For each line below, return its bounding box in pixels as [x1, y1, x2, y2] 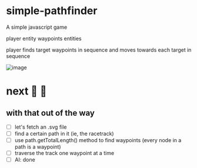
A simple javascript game [6, 23, 68, 31]
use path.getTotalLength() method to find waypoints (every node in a [14, 137, 182, 144]
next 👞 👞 [6, 85, 47, 98]
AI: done [14, 156, 35, 163]
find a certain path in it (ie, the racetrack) [14, 130, 114, 137]
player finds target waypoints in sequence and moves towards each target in [6, 46, 192, 53]
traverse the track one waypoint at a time [14, 150, 115, 157]
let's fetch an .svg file [14, 123, 67, 130]
